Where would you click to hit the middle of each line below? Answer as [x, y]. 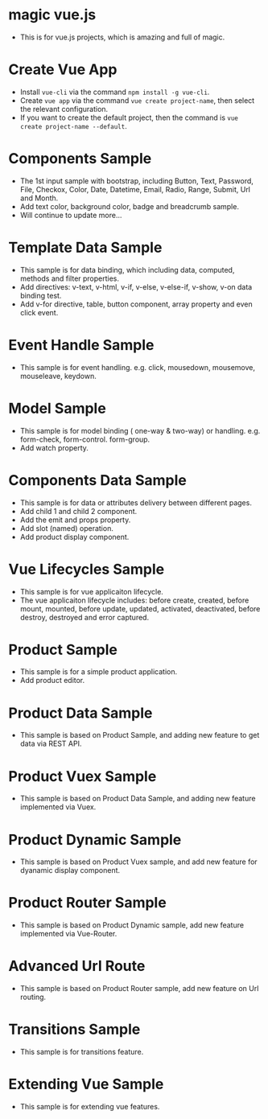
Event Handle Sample [81, 345]
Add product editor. [52, 681]
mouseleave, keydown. [58, 376]
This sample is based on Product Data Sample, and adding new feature [138, 799]
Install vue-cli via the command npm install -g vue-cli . [115, 92]
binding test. [41, 295]
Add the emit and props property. [75, 520]
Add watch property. [54, 447]
